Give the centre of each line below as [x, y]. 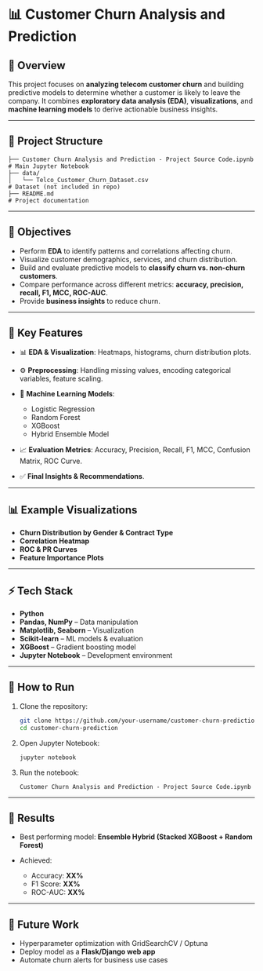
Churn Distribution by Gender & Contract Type [96, 533]
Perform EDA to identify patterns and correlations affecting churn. [126, 250]
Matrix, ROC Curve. [50, 461]
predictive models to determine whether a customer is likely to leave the [124, 93]
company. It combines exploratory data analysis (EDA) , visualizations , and [130, 101]
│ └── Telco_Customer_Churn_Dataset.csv [78, 180]
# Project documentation [49, 200]
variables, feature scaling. [61, 379]
